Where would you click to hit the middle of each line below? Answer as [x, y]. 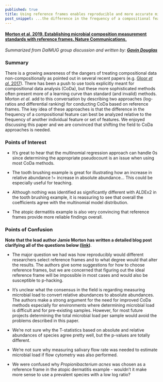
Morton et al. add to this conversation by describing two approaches [73, 99]
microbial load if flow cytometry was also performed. [65, 355]
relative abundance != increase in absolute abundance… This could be [82, 178]
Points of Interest [26, 142]
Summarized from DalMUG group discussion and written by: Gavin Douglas [81, 50]
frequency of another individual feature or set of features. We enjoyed [75, 119]
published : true [21, 9]
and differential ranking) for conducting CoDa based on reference [83, 104]
